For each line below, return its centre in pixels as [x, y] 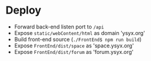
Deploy [23, 10]
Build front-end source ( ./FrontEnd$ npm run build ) [78, 39]
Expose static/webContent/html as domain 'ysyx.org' [79, 33]
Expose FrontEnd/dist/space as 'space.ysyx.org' [74, 46]
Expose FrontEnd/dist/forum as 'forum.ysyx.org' [74, 52]
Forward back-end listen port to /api [59, 27]
